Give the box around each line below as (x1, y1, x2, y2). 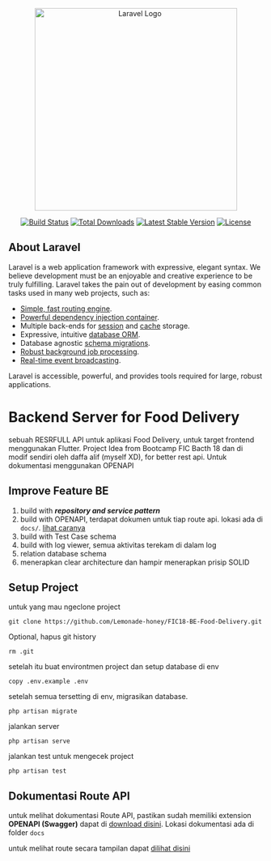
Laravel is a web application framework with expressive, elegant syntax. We (8, 262, 261, 271)
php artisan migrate (8, 707, 78, 716)
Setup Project (8, 580, 79, 595)
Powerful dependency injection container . (19, 312, 159, 322)
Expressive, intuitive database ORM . (19, 329, 141, 339)
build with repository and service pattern (19, 505, 160, 515)
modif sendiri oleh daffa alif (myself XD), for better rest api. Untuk (8, 452, 227, 462)
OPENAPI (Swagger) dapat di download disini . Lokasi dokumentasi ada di (8, 819, 255, 829)
